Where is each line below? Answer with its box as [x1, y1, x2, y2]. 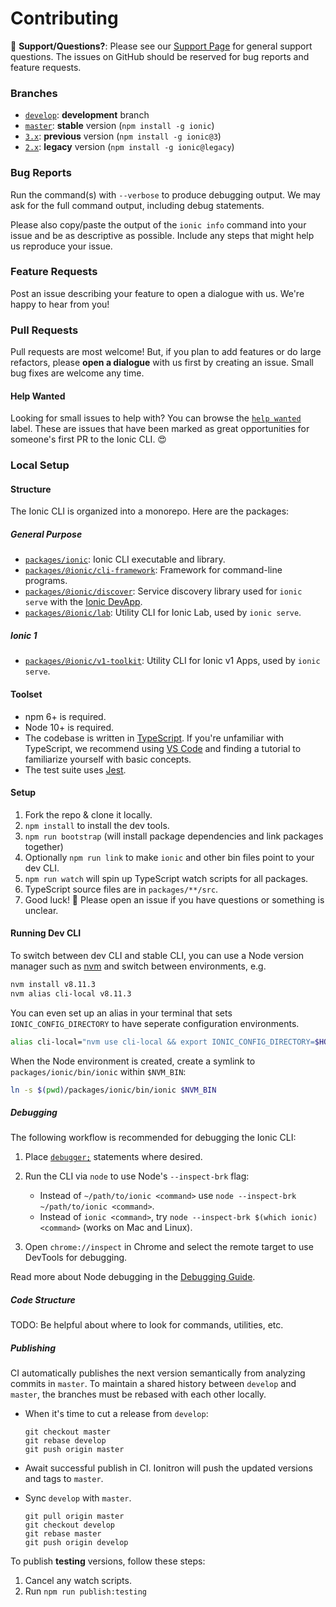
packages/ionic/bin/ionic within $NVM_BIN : [10, 1065, 187, 1077]
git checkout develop [24, 1520, 115, 1531]
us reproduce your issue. [10, 240, 113, 252]
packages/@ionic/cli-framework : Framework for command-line [24, 564, 283, 576]
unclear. [24, 904, 59, 916]
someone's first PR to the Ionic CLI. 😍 [10, 433, 167, 446]
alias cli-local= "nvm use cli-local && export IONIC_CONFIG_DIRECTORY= [10, 1037, 315, 1047]
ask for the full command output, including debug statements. [10, 199, 265, 211]
